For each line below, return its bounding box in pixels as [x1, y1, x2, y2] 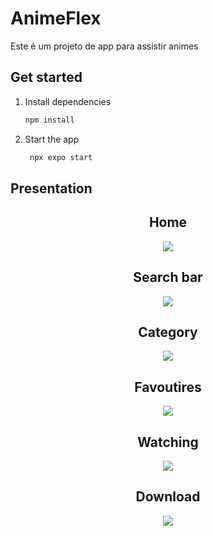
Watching [137, 433, 199, 451]
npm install [24, 115, 75, 125]
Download [135, 488, 201, 506]
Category [138, 323, 198, 341]
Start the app [24, 133, 80, 145]
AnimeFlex [10, 7, 102, 30]
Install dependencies [24, 95, 112, 107]
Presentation [10, 180, 93, 197]
